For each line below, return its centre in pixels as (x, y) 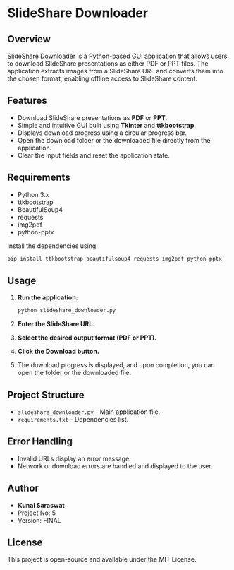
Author (23, 488)
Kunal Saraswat (41, 505)
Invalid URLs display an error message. (74, 458)
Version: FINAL (39, 520)
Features (27, 101)
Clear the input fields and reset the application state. (94, 155)
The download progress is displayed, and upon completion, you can (116, 365)
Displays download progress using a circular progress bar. (102, 133)
